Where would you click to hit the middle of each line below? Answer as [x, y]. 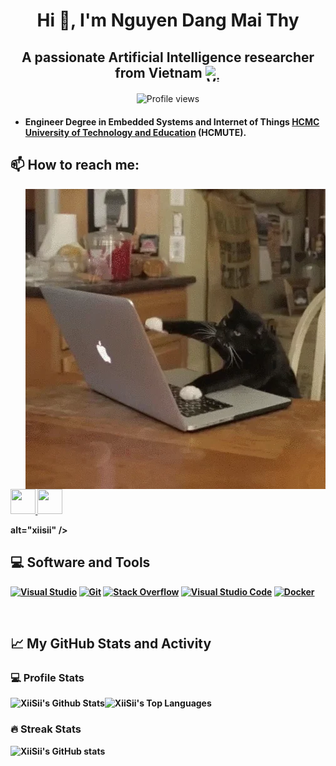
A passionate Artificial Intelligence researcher [168, 57]
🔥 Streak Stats [46, 729]
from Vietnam [158, 72]
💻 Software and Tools [80, 562]
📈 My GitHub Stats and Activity [111, 644]
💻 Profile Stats [47, 677]
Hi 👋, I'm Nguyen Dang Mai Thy [168, 20]
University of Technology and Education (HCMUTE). [135, 133]
